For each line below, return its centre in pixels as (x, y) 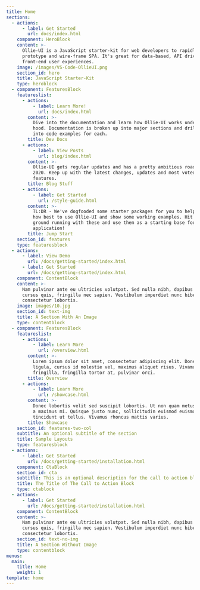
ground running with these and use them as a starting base (109, 223)
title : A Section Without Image (57, 545)
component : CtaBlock (42, 467)
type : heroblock (37, 84)
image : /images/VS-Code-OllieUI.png (62, 67)
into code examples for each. (70, 134)
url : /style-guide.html (67, 201)
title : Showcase (48, 422)
